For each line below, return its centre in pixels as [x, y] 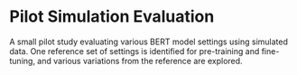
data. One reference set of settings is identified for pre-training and [135, 51]
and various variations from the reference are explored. [140, 61]
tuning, [23, 61]
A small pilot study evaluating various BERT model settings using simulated [149, 42]
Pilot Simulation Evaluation [112, 17]
